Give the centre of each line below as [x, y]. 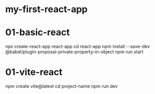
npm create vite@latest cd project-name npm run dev [62, 86]
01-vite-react [34, 72]
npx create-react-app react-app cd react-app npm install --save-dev [78, 46]
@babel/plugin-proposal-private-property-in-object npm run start [74, 52]
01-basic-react [37, 33]
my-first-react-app [46, 9]
